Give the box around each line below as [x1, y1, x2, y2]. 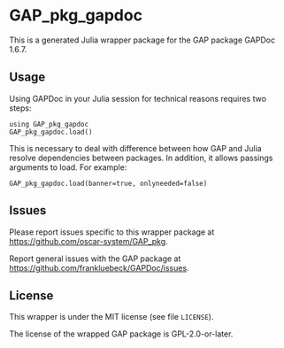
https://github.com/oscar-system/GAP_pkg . [9, 236, 168, 246]
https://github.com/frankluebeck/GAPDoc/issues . [9, 262, 189, 273]
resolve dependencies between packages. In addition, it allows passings [9, 152, 273, 163]
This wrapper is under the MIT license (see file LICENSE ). [9, 312, 214, 322]
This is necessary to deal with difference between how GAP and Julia [9, 143, 263, 153]
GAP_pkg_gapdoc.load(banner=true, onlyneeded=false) [9, 179, 208, 188]
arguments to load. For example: [9, 161, 127, 173]
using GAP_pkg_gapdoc [9, 120, 89, 128]
